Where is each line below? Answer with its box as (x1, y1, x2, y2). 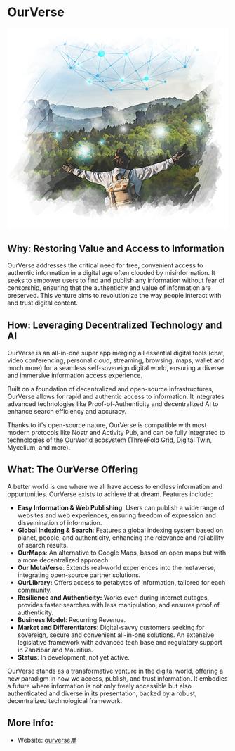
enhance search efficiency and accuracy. (7, 408, 127, 416)
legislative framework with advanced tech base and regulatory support (17, 638, 222, 646)
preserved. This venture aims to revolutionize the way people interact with (7, 291, 222, 300)
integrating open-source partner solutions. (17, 571, 141, 579)
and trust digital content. (7, 298, 79, 307)
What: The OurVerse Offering (7, 464, 139, 476)
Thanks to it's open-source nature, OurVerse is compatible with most (7, 421, 207, 429)
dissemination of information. (17, 518, 102, 526)
